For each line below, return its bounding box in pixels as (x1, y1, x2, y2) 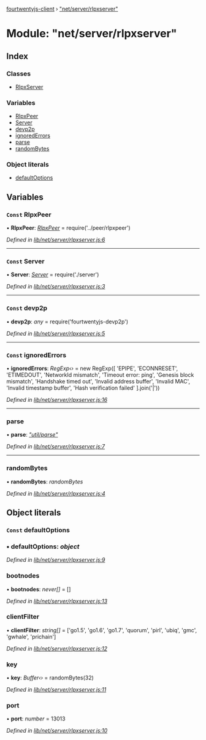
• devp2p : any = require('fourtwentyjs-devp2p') (6, 318, 129, 325)
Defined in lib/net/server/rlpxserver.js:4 (6, 489, 105, 497)
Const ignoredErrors (6, 350, 66, 359)
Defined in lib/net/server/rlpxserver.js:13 (6, 597, 108, 605)
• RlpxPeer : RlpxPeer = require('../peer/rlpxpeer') (6, 224, 131, 232)
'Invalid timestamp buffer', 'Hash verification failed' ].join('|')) (6, 384, 160, 391)
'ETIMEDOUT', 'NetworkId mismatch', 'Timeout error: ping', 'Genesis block (6, 371, 194, 379)
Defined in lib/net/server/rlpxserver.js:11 (6, 686, 107, 693)
